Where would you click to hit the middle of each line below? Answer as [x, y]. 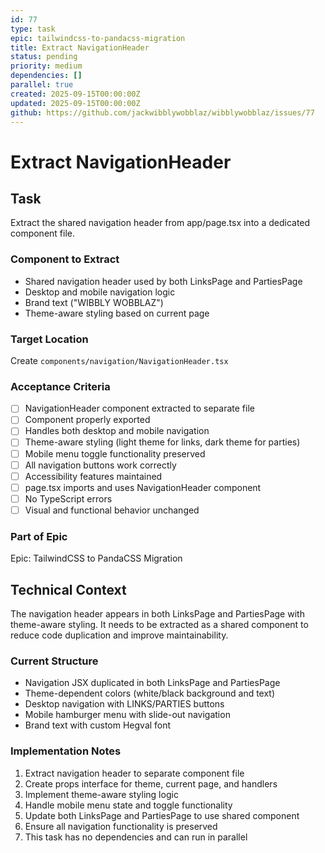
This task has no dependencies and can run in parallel [136, 837]
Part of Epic [39, 536]
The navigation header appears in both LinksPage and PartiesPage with [157, 614]
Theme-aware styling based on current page [117, 313]
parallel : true [42, 85]
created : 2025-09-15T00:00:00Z [75, 94]
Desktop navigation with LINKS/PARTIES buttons [124, 704]
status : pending [44, 57]
